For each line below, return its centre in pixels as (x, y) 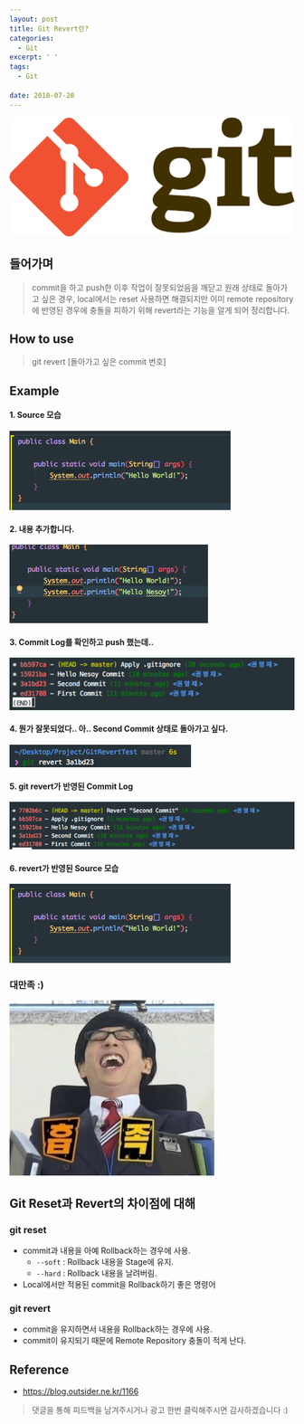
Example (34, 390)
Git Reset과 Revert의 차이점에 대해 (103, 1203)
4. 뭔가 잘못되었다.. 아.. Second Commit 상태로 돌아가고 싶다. (119, 729)
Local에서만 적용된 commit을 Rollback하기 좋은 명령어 (119, 1285)
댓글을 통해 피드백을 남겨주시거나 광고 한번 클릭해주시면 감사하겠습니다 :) (160, 1410)
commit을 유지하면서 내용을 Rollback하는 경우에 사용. (117, 1329)
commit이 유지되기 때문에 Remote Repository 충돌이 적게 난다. (134, 1341)
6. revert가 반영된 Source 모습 (64, 868)
